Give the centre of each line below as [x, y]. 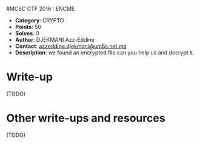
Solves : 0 [27, 33]
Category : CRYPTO [40, 20]
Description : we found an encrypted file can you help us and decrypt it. [105, 53]
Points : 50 [28, 27]
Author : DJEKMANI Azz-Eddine [55, 40]
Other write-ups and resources [86, 118]
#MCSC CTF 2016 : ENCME [41, 9]
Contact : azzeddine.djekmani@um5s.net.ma [71, 46]
